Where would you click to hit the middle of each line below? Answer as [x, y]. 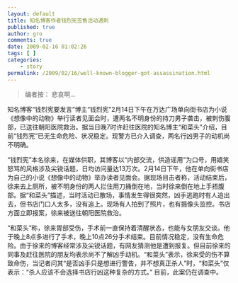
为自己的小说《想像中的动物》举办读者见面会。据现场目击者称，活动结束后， [119, 177]
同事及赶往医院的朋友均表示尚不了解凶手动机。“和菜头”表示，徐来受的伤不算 [119, 254]
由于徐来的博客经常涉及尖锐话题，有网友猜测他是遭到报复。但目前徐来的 [125, 246]
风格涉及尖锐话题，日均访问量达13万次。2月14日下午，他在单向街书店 [127, 168]
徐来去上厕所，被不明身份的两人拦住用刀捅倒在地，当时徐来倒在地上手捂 [113, 186]
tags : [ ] [22, 54]
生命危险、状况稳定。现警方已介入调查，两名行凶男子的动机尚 [140, 136]
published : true [31, 27]
